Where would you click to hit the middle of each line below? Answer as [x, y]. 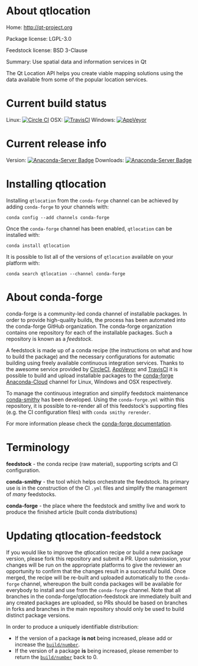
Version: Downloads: [65, 160]
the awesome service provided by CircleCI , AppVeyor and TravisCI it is [92, 369]
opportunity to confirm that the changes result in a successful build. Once [96, 571]
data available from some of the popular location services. [77, 79]
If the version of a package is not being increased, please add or [93, 638]
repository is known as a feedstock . [50, 339]
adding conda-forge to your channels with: [58, 207]
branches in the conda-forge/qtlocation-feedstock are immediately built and [99, 596]
